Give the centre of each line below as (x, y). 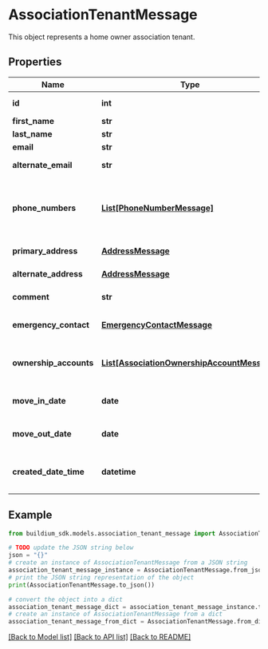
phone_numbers (44, 208)
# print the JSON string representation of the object (101, 577)
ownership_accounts (53, 363)
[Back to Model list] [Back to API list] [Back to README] (100, 637)
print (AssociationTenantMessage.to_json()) (82, 585)
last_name (32, 133)
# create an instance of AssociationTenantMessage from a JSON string (128, 563)
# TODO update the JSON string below (71, 548)
